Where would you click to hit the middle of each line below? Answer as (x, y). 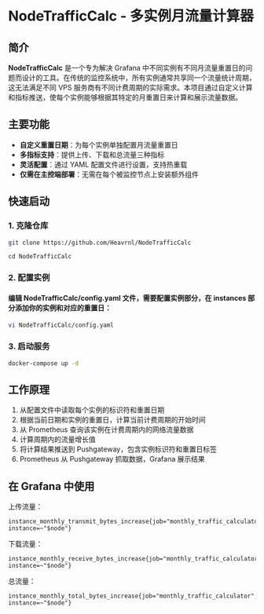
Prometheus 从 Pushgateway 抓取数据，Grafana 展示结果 (112, 459)
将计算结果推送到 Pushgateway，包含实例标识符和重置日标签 (118, 449)
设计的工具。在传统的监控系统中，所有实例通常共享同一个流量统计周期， (139, 78)
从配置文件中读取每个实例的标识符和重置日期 (92, 410)
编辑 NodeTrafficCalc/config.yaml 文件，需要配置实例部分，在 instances (127, 298)
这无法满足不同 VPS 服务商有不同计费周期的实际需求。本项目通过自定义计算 (130, 88)
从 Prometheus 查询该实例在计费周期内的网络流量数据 (106, 429)
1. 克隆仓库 (28, 226)
